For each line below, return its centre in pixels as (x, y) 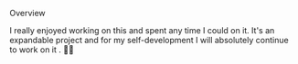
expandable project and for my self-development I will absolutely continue (149, 40)
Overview (27, 13)
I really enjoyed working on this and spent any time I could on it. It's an (142, 30)
